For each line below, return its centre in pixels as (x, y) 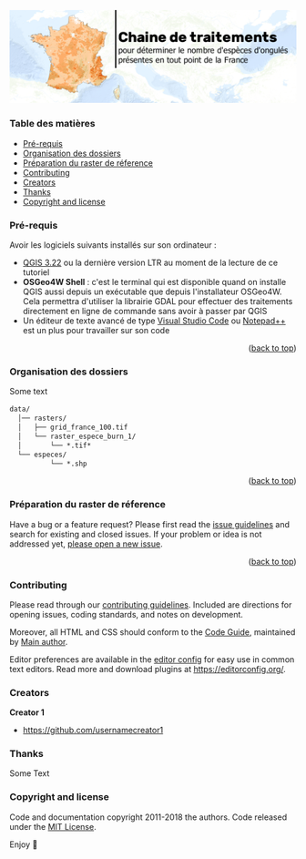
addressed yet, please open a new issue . (86, 544)
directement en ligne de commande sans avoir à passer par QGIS (145, 311)
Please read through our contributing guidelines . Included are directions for (151, 604)
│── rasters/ (42, 419)
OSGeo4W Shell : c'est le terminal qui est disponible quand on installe (154, 282)
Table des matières (52, 124)
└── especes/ (42, 455)
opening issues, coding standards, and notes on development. (127, 614)
